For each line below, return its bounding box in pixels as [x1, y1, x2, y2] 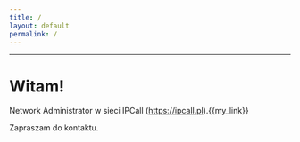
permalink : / [9, 29, 58, 38]
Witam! [9, 76, 65, 96]
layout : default [9, 21, 70, 30]
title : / [9, 12, 42, 22]
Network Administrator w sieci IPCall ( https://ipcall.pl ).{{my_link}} [9, 106, 249, 116]
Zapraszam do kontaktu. [9, 122, 99, 133]
